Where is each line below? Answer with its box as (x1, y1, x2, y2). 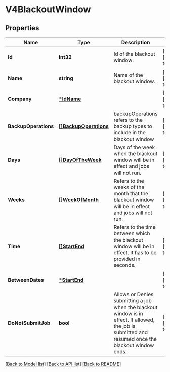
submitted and (113, 329, 148, 336)
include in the (113, 129, 146, 136)
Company (8, 95, 32, 103)
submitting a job (113, 297, 152, 304)
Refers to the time (113, 224, 156, 230)
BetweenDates (8, 277, 44, 283)
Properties (5, 24, 39, 32)
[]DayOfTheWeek (59, 156, 102, 163)
